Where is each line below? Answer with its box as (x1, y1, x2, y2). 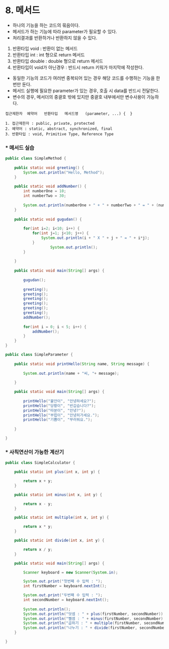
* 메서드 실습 (5, 144, 35, 151)
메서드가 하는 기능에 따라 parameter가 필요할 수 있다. (12, 28, 117, 34)
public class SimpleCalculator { (5, 460, 75, 465)
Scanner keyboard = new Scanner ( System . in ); (23, 570, 118, 575)
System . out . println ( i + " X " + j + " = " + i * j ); (41, 235, 150, 240)
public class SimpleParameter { (5, 352, 73, 357)
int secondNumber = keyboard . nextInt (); (23, 597, 109, 603)
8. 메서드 (5, 5, 40, 16)
